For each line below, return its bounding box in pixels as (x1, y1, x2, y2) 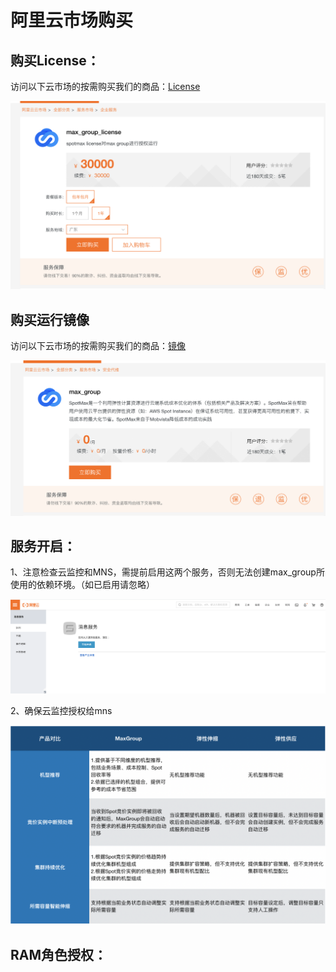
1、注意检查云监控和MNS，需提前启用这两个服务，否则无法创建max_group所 (10, 566, 325, 578)
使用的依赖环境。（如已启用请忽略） (10, 579, 155, 591)
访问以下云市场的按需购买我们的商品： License (10, 81, 201, 92)
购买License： (10, 52, 100, 69)
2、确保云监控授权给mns (10, 704, 113, 716)
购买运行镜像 (10, 311, 90, 328)
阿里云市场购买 (10, 9, 134, 32)
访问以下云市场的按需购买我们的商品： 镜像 (10, 340, 186, 352)
